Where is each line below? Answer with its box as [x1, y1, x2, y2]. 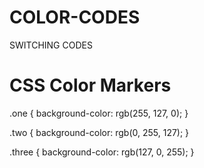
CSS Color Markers [9, 74, 172, 97]
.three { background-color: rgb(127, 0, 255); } [9, 146, 195, 158]
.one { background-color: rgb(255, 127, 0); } [9, 107, 189, 119]
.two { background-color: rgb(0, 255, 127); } [9, 126, 190, 138]
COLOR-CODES [9, 6, 141, 29]
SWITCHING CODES [9, 39, 93, 51]
